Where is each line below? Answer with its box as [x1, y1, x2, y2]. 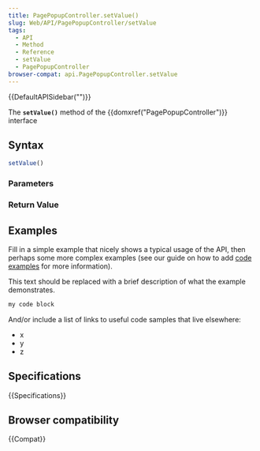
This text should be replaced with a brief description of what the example [8, 276, 246, 286]
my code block [8, 300, 55, 308]
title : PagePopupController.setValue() [8, 11, 139, 20]
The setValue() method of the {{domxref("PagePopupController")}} [8, 107, 228, 117]
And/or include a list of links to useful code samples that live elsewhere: [8, 314, 242, 324]
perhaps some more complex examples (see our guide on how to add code [8, 253, 252, 262]
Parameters [8, 179, 54, 190]
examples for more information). [8, 261, 113, 271]
